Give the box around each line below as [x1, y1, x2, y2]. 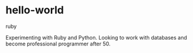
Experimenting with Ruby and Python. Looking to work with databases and [5, 34, 188, 41]
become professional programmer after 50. [5, 40, 111, 47]
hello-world [5, 3, 65, 17]
